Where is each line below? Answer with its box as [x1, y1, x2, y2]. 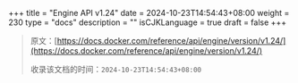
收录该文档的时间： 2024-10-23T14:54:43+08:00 [30, 64, 202, 74]
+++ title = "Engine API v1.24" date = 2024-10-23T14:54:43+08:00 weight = [8, 8, 290, 18]
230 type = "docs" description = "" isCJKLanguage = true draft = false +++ [8, 17, 287, 28]
